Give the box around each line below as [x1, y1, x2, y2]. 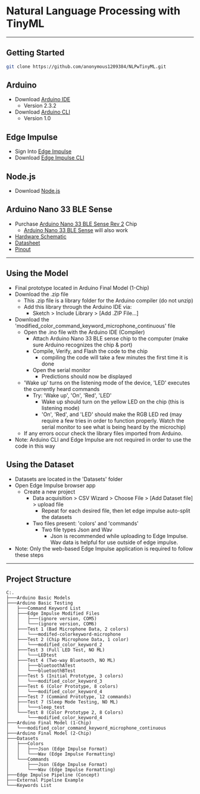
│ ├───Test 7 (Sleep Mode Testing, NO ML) [6, 699, 118, 705]
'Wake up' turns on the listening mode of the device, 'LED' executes [23, 379, 190, 386]
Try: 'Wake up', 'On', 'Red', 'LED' [32, 392, 112, 399]
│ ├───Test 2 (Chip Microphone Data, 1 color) [6, 637, 129, 643]
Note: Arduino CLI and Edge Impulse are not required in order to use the [14, 436, 192, 443]
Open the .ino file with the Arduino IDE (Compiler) [23, 329, 145, 336]
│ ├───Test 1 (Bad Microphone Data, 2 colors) [6, 626, 129, 632]
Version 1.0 [23, 115, 51, 122]
